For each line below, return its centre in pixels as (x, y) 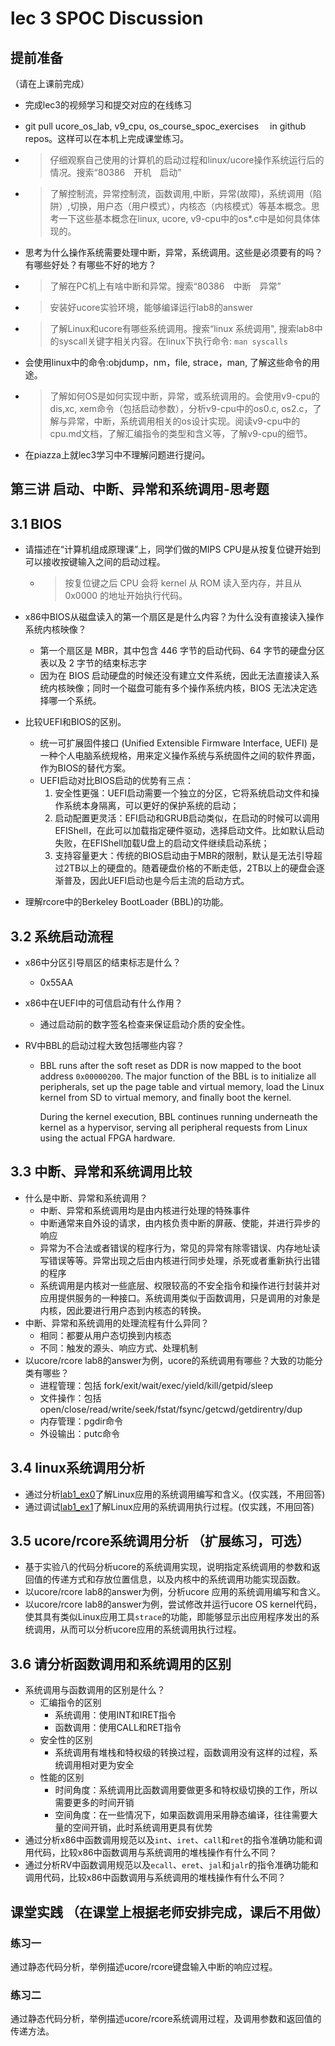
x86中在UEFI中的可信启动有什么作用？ (103, 1003)
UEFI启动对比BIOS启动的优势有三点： (117, 781)
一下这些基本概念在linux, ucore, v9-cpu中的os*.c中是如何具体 (185, 218)
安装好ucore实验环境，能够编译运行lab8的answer (151, 307)
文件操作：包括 (70, 1398)
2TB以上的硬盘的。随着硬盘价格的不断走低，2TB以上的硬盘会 (190, 868)
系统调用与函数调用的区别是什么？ (95, 1690)
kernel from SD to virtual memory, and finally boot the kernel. (165, 1098)
